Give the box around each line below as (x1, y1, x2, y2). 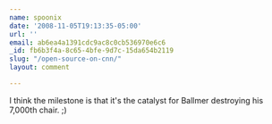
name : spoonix (9, 12, 63, 22)
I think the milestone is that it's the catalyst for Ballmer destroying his (9, 95, 264, 105)
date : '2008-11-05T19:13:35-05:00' (9, 21, 142, 30)
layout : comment (9, 63, 70, 72)
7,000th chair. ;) (9, 104, 67, 115)
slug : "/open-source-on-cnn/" (9, 54, 123, 63)
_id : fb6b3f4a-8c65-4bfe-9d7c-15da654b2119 (9, 46, 174, 55)
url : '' (9, 29, 38, 38)
